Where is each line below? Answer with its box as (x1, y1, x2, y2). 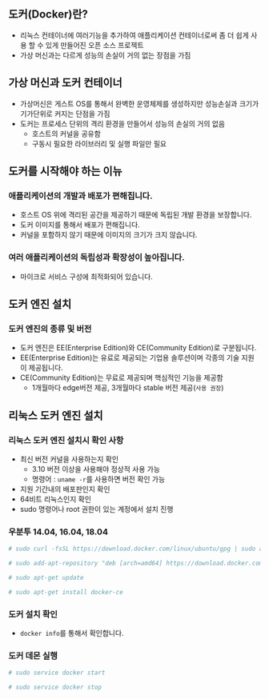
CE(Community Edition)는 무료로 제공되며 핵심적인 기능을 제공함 (19, 373, 223, 382)
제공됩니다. (28, 363, 64, 373)
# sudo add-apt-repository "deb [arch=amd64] (8, 559, 163, 568)
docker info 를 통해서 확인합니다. (19, 629, 124, 638)
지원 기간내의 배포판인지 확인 (19, 484, 110, 493)
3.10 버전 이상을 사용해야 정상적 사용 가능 (31, 464, 160, 473)
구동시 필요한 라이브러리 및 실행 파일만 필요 (31, 138, 167, 148)
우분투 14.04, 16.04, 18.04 (8, 526, 108, 537)
